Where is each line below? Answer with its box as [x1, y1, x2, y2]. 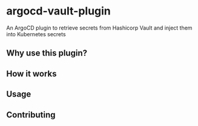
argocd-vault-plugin [6, 4, 111, 18]
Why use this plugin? [6, 48, 88, 58]
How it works [6, 68, 57, 79]
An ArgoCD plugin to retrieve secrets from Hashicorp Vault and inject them [6, 24, 193, 31]
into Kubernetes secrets [6, 30, 66, 37]
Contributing [6, 110, 56, 120]
